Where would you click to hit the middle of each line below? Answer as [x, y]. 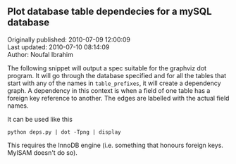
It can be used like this [40, 119]
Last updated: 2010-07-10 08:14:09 [58, 47]
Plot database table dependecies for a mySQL [110, 12]
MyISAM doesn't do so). [42, 152]
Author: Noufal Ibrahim [41, 54]
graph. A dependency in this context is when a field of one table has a [109, 90]
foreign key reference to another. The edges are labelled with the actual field [118, 98]
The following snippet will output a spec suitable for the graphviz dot [107, 68]
